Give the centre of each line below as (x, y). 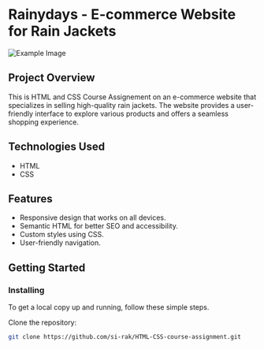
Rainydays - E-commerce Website (122, 15)
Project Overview (52, 78)
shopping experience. (44, 122)
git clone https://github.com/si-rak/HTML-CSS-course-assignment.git (125, 337)
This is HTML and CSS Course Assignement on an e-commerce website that (132, 97)
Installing (26, 290)
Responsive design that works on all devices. (93, 217)
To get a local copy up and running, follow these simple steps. (109, 307)
